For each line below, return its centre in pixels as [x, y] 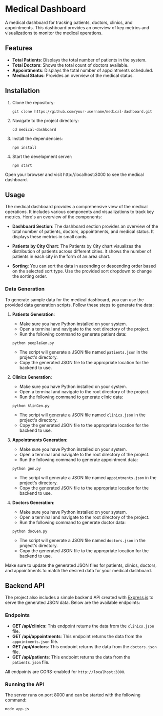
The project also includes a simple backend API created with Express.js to [79, 598]
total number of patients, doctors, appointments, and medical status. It [83, 232]
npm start [22, 165]
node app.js [17, 709]
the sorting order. [30, 276]
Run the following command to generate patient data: [73, 334]
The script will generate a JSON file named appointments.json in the [88, 477]
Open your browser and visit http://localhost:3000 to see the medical [74, 174]
